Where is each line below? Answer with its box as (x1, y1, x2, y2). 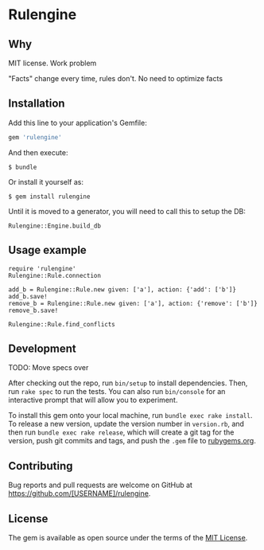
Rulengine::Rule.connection (8, 271, 102, 279)
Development (8, 341, 77, 355)
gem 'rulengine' (8, 133, 62, 141)
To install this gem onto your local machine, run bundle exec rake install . (8, 411, 253, 420)
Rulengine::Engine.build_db (8, 221, 102, 230)
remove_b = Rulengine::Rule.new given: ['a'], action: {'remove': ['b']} (8, 299, 258, 307)
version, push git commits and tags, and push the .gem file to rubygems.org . (8, 436, 257, 446)
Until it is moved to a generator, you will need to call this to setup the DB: (8, 206, 247, 216)
